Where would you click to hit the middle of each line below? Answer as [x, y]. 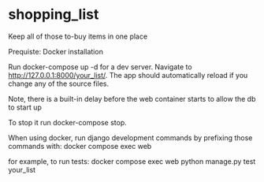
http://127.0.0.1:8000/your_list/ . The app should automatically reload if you [128, 75]
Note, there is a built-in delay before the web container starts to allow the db [132, 98]
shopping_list [54, 15]
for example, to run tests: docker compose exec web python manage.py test [132, 161]
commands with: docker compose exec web [80, 146]
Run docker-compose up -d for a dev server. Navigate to [100, 67]
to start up [25, 107]
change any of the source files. [59, 84]
